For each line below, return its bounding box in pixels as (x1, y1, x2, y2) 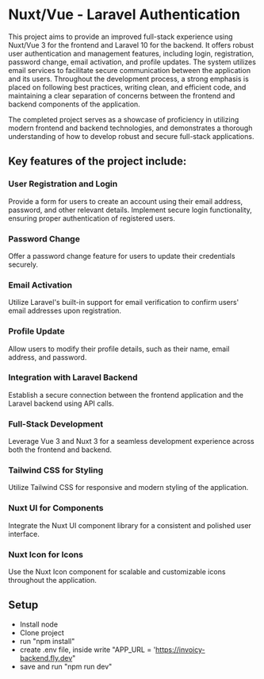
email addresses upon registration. (8, 306, 121, 315)
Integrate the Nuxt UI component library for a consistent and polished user (8, 520, 252, 530)
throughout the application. (8, 576, 98, 584)
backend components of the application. (8, 99, 140, 109)
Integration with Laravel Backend (8, 372, 138, 383)
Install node (19, 619, 58, 629)
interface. (8, 529, 40, 538)
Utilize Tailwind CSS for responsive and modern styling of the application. (8, 483, 249, 492)
